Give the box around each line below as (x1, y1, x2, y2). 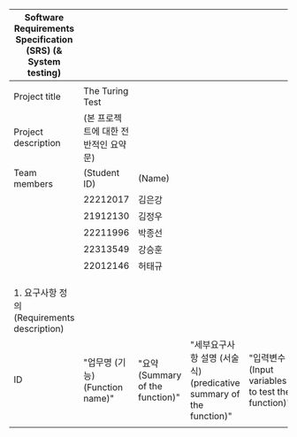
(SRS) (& (26, 44, 63, 57)
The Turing (83, 85, 129, 96)
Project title (13, 90, 61, 103)
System (27, 56, 61, 67)
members (13, 178, 53, 189)
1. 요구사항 (13, 287, 57, 299)
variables (248, 375, 287, 387)
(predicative (189, 377, 240, 388)
